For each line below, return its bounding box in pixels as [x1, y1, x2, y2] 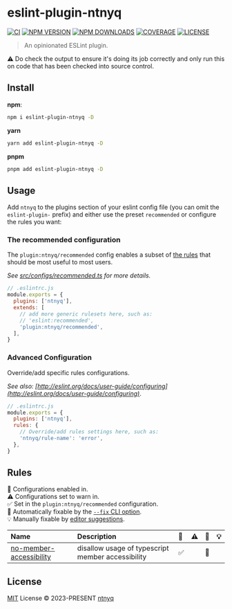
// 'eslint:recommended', [19, 317, 95, 324]
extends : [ [13, 304, 45, 311]
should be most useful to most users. [7, 258, 113, 266]
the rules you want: [7, 218, 62, 226]
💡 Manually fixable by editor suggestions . [7, 515, 126, 523]
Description [77, 531, 117, 541]
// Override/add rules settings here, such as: [19, 428, 159, 435]
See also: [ [7, 382, 38, 390]
